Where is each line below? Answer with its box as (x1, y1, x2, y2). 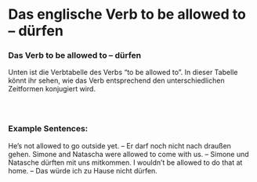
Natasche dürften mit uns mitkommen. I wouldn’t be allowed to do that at (8, 158, 243, 167)
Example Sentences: (8, 123, 89, 134)
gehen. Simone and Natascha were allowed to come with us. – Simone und (8, 149, 249, 159)
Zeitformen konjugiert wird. (8, 84, 96, 94)
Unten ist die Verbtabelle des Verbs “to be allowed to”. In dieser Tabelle (8, 68, 238, 77)
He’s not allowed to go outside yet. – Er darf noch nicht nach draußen (8, 141, 231, 150)
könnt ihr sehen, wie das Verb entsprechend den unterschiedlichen (8, 76, 225, 85)
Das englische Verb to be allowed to (8, 5, 247, 23)
